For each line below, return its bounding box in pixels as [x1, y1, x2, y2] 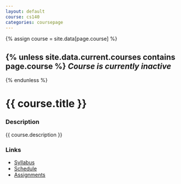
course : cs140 [5, 14, 40, 20]
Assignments [13, 171, 46, 178]
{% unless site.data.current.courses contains [5, 52, 176, 62]
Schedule [13, 165, 37, 172]
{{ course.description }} [5, 131, 62, 138]
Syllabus [13, 158, 35, 166]
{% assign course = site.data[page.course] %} [5, 36, 118, 43]
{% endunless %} [5, 77, 48, 84]
